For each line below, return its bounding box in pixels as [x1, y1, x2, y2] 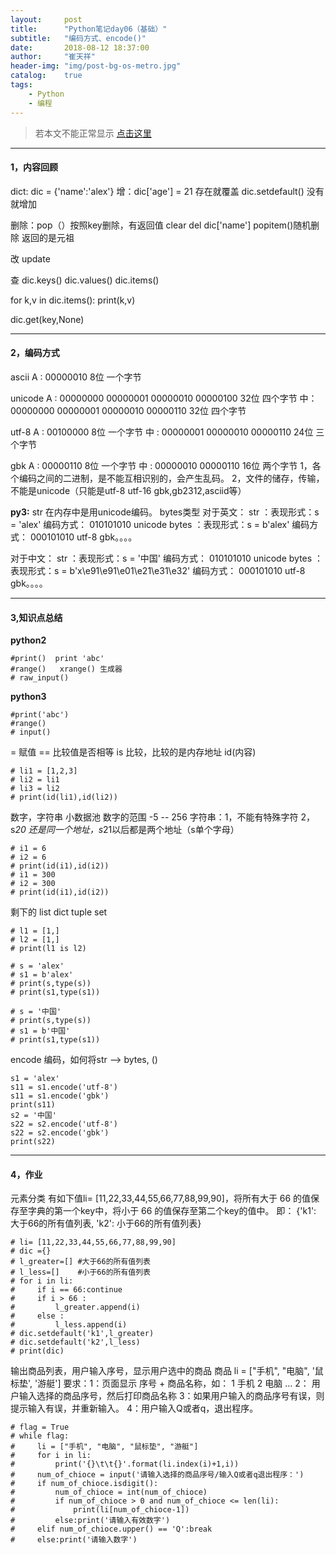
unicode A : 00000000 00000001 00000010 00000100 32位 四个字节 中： [10, 392, 318, 404]
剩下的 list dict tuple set [10, 906, 108, 918]
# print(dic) [10, 1346, 65, 1356]
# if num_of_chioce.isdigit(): [10, 1479, 159, 1489]
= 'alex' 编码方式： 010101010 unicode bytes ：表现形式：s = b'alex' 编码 [10, 518, 310, 530]
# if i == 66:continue [10, 1285, 123, 1295]
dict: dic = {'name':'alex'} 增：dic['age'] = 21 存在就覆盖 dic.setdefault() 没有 [10, 185, 325, 197]
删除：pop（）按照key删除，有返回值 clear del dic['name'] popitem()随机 [10, 219, 312, 231]
